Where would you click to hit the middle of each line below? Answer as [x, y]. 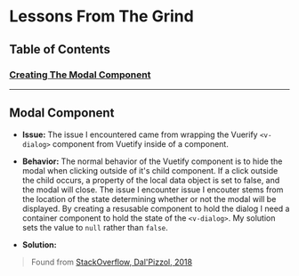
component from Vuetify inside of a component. [140, 143]
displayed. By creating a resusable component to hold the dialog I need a [156, 208]
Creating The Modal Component [80, 75]
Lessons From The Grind [101, 16]
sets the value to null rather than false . [95, 227]
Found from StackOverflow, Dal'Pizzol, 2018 [112, 262]
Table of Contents [60, 49]
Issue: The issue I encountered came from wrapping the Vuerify [140, 134]
